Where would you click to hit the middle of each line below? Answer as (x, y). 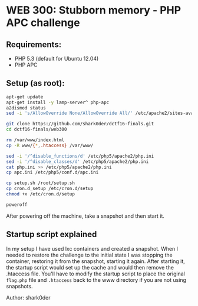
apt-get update (25, 97)
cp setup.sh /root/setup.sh (41, 183)
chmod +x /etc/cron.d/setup (41, 194)
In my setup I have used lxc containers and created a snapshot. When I (92, 248)
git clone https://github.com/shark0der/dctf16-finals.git (80, 124)
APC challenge (43, 23)
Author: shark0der (28, 297)
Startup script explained (52, 235)
